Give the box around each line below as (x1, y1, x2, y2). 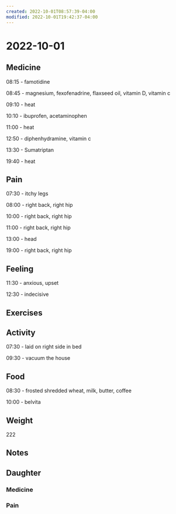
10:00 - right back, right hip (6, 213, 72, 220)
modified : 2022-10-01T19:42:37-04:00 (6, 14, 98, 20)
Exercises (6, 308, 43, 318)
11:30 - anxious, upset (6, 280, 59, 287)
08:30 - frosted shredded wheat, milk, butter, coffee (6, 387, 132, 394)
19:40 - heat (6, 158, 36, 165)
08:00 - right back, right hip (6, 202, 73, 209)
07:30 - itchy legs (6, 190, 49, 197)
